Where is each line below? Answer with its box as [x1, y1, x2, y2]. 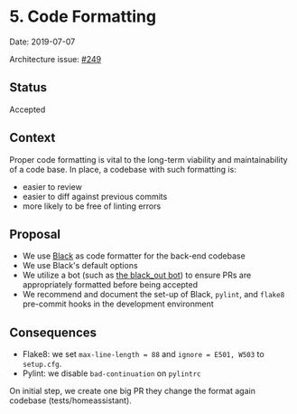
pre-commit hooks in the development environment [22, 298, 214, 309]
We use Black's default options [22, 260, 138, 271]
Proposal [9, 226, 61, 241]
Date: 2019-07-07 [9, 36, 76, 47]
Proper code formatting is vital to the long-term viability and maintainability [9, 154, 288, 165]
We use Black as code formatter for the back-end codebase [22, 250, 246, 261]
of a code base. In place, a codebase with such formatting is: [9, 164, 237, 174]
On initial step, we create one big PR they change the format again [9, 386, 255, 397]
